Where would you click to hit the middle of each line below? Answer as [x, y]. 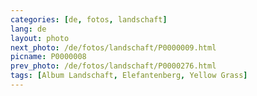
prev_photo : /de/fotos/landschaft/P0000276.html [113, 66]
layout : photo [40, 38]
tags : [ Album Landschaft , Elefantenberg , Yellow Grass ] [129, 76]
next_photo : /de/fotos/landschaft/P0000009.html [113, 47]
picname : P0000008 [48, 57]
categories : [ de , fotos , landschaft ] [89, 19]
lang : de [28, 29]
